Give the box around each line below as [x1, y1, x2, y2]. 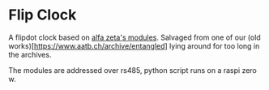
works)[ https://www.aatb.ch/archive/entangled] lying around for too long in [8, 41, 260, 50]
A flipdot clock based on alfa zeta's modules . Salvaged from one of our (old [8, 32, 261, 42]
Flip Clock [8, 6, 77, 24]
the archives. [8, 49, 52, 59]
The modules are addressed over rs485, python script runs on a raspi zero [8, 65, 258, 75]
